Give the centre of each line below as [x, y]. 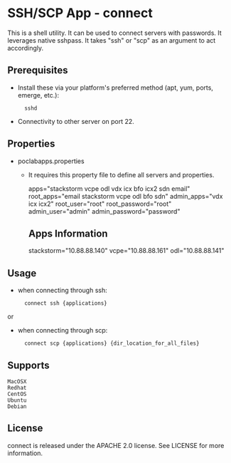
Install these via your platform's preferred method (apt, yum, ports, [115, 88]
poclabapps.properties [51, 161]
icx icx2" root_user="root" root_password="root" [100, 204]
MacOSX [17, 382]
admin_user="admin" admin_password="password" [104, 211]
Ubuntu [17, 400]
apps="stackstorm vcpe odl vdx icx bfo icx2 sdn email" [109, 188]
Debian [17, 407]
